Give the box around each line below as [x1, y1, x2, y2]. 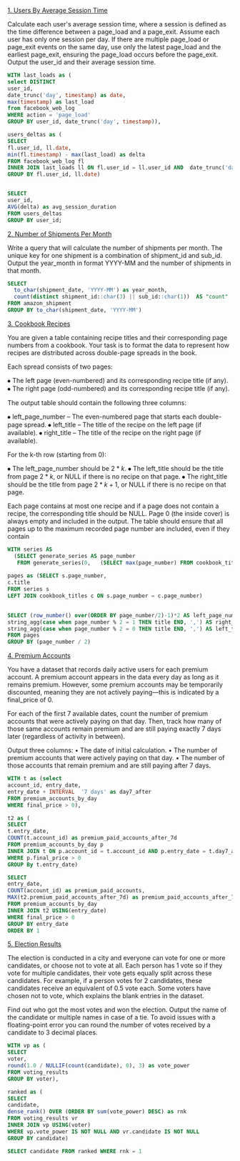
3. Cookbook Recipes [7, 319, 71, 328]
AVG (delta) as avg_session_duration [7, 203, 116, 210]
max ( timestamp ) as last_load [7, 98, 94, 106]
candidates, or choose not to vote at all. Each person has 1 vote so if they [7, 961, 223, 970]
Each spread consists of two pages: [7, 362, 113, 371]
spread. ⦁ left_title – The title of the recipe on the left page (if [24, 420, 202, 429]
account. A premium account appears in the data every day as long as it [7, 673, 219, 682]
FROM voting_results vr [7, 1115, 79, 1122]
